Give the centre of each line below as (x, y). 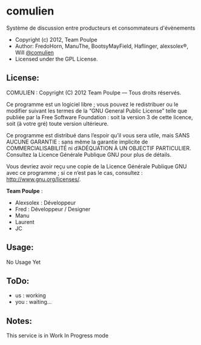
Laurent (25, 222)
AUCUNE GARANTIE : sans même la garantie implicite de (77, 142)
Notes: (19, 321)
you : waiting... (33, 302)
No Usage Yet (24, 262)
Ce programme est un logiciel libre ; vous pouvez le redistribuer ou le (92, 104)
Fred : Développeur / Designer (53, 209)
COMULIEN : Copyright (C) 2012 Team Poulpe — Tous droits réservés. (94, 93)
